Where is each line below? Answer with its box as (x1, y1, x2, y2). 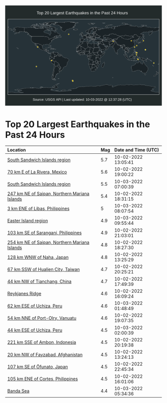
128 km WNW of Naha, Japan (7, 254, 69, 260)
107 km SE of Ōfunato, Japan (7, 363, 68, 370)
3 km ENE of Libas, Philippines (7, 205, 70, 211)
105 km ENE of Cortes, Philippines (7, 376, 78, 382)
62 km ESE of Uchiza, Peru (7, 303, 63, 309)
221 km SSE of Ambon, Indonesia (7, 339, 76, 345)
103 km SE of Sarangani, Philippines (7, 230, 82, 236)
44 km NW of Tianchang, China (7, 278, 72, 284)
